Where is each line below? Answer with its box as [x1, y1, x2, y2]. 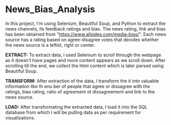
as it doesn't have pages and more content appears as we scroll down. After [5, 57, 166, 63]
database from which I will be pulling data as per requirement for [5, 109, 141, 115]
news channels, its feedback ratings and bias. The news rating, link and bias [5, 25, 166, 32]
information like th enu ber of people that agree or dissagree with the [5, 83, 151, 89]
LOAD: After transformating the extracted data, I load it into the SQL [5, 104, 148, 110]
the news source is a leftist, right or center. [5, 42, 95, 48]
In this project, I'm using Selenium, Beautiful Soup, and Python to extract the [5, 20, 166, 26]
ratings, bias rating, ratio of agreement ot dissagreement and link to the [5, 88, 155, 95]
